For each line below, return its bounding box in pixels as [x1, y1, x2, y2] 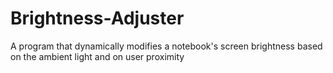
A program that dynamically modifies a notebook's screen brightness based [10, 40, 323, 52]
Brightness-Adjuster [10, 7, 185, 30]
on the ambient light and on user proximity [10, 50, 185, 62]
